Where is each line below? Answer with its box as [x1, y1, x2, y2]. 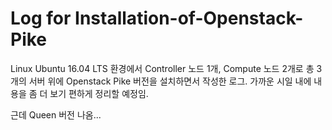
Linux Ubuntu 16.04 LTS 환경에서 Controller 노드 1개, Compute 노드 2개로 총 [10, 62, 315, 74]
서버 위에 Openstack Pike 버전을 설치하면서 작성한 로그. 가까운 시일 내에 [28, 75, 312, 87]
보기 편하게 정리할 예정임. [49, 87, 149, 99]
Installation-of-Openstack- [74, 7, 304, 30]
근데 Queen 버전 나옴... [10, 108, 102, 121]
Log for [10, 7, 72, 30]
